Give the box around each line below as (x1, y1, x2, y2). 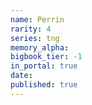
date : (10, 71, 33, 81)
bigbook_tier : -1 (10, 52, 83, 62)
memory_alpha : (10, 42, 70, 53)
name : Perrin (10, 14, 65, 25)
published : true (10, 80, 78, 90)
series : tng (10, 33, 60, 43)
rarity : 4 (10, 24, 52, 34)
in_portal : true (10, 61, 78, 71)
